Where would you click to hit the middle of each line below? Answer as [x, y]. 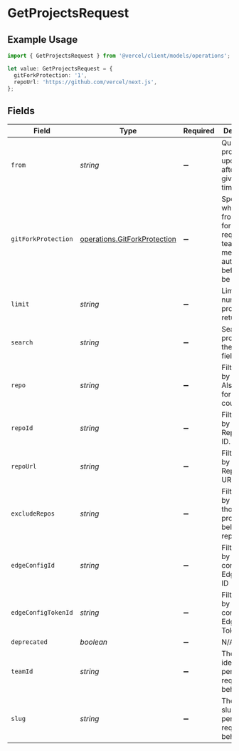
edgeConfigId [33, 566]
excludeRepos [33, 514]
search [22, 343]
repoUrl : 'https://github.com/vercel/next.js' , [86, 82]
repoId [22, 428]
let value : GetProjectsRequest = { [60, 68]
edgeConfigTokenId [42, 613]
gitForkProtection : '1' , [51, 75]
